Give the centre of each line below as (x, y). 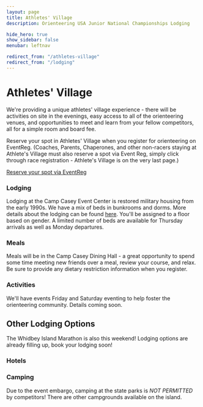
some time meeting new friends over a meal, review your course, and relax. (101, 262)
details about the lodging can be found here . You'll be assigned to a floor (98, 214)
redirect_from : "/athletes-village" (53, 57)
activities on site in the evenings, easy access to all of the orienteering (95, 116)
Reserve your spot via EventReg (46, 172)
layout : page (23, 12)
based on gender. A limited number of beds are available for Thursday (95, 220)
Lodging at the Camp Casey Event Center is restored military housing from (100, 201)
